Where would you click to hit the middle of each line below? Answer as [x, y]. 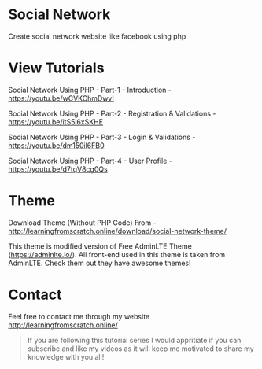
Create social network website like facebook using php [97, 36]
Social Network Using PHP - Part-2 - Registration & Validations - [112, 113]
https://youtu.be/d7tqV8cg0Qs [58, 169]
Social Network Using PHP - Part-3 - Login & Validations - [102, 137]
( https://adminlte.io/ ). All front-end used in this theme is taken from [117, 254]
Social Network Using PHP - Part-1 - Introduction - [90, 90]
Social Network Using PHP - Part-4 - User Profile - [90, 161]
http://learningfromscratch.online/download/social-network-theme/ [117, 231]
